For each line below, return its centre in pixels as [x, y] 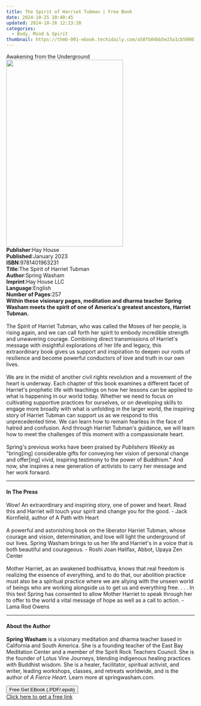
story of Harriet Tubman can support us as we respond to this [82, 415]
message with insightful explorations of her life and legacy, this [84, 345]
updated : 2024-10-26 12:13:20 [44, 23]
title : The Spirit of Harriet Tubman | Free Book [69, 12]
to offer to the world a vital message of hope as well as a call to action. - [95, 600]
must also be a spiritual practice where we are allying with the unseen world [100, 582]
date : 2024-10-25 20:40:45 [40, 17]
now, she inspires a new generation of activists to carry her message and [96, 466]
